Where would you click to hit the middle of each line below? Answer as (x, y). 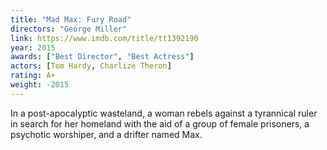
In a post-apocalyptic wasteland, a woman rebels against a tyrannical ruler (164, 113)
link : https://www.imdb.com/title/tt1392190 (104, 38)
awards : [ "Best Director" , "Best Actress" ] (102, 57)
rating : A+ (33, 76)
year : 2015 (33, 47)
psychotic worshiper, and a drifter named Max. (106, 134)
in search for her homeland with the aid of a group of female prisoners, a (160, 123)
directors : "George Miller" (69, 29)
